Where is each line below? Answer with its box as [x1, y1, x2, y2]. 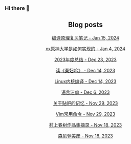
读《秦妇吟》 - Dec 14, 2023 [55, 67, 116, 73]
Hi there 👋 [5, 5, 30, 12]
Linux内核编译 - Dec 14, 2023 [54, 78, 117, 84]
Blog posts [68, 20, 103, 29]
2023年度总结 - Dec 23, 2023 [54, 56, 117, 63]
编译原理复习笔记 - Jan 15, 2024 [51, 34, 120, 40]
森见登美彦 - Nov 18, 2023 [58, 133, 113, 139]
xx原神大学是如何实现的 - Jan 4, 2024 [45, 46, 126, 52]
